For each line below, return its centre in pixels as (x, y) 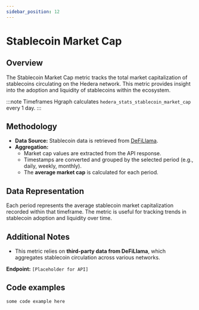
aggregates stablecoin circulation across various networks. (87, 258)
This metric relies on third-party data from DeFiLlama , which (90, 251)
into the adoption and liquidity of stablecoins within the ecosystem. (88, 90)
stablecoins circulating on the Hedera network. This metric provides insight (98, 83)
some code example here (36, 301)
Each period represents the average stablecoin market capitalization (90, 205)
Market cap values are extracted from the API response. (93, 154)
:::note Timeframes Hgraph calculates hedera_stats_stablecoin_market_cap (99, 101)
